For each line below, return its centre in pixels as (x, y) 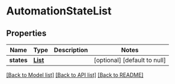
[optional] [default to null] (130, 60)
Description (71, 50)
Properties (26, 33)
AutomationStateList (59, 11)
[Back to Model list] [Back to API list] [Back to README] (75, 75)
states (19, 60)
